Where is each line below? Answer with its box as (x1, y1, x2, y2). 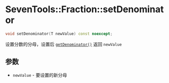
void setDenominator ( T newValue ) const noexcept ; (5, 31, 113, 36)
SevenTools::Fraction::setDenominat (5, 4, 164, 15)
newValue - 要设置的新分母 (12, 72, 67, 78)
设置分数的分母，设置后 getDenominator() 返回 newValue (5, 41, 122, 47)
